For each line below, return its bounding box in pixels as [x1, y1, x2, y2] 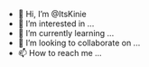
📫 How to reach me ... [17, 48, 102, 58]
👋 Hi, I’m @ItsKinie [17, 9, 88, 19]
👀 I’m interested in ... [17, 18, 95, 29]
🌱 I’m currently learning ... [17, 28, 115, 38]
